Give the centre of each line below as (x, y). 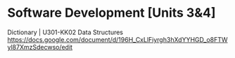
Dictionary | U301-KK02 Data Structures (65, 32)
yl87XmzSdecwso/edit (40, 47)
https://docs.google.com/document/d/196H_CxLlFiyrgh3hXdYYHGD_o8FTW (118, 39)
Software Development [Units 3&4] (112, 13)
